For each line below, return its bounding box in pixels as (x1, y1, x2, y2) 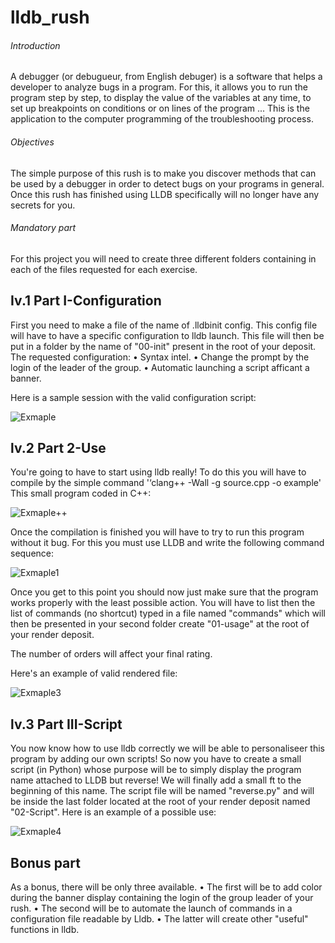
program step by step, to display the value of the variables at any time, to (10, 92, 312, 104)
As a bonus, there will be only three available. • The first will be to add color (10, 881, 323, 893)
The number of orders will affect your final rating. (10, 648, 213, 660)
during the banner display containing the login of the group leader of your (10, 892, 314, 904)
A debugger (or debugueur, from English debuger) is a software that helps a (10, 71, 323, 83)
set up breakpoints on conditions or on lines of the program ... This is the (10, 102, 310, 115)
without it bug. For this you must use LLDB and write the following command (10, 537, 325, 549)
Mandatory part (10, 222, 77, 234)
